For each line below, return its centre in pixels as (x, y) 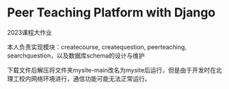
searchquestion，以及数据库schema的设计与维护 (76, 55)
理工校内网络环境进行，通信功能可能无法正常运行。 (79, 78)
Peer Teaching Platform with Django (111, 13)
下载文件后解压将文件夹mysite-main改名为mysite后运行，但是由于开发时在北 (114, 70)
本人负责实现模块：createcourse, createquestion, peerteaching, (97, 47)
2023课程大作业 (30, 32)
